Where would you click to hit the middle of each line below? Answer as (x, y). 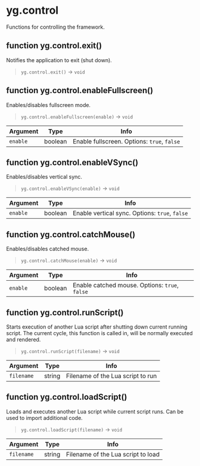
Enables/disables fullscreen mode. (49, 105)
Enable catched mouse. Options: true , (126, 286)
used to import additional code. (45, 418)
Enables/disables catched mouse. (48, 249)
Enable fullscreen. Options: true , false (126, 141)
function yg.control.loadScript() (67, 397)
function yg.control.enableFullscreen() (80, 91)
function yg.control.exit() (54, 46)
